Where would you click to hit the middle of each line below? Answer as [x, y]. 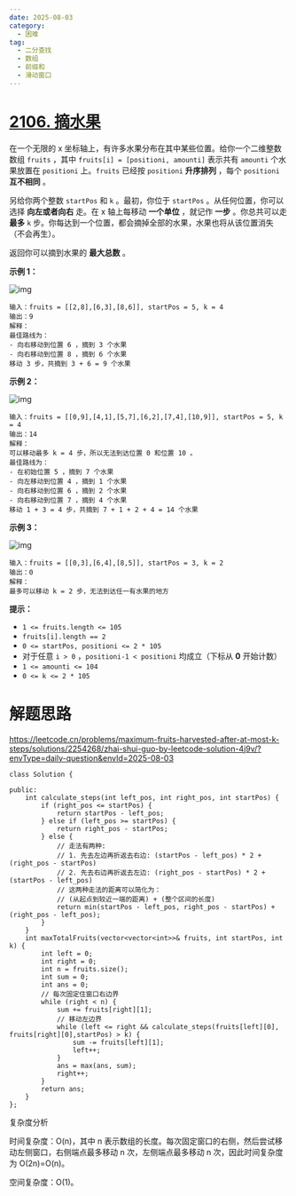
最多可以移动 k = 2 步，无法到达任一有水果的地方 [89, 591]
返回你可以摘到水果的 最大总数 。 [70, 252]
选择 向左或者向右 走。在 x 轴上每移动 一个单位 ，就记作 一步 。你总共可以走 [148, 211]
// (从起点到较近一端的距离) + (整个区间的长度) [136, 899]
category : [27, 26]
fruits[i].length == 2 [64, 637]
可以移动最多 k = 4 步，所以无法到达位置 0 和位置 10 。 [103, 453]
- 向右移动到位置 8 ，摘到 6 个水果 [68, 354]
